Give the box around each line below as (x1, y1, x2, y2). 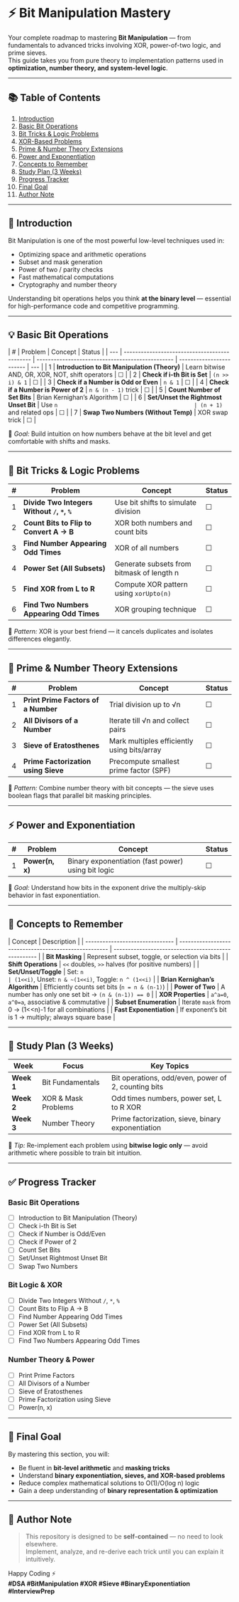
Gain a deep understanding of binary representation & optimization (18, 1486, 218, 1494)
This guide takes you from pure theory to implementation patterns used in (8, 56, 224, 64)
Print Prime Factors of (23, 695, 99, 705)
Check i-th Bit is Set (18, 1222, 77, 1230)
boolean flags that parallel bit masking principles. (8, 791, 152, 800)
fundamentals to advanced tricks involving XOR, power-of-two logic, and (8, 41, 221, 49)
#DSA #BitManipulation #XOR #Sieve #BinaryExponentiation (8, 1579, 191, 1588)
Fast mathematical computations (18, 273, 114, 281)
